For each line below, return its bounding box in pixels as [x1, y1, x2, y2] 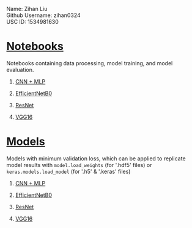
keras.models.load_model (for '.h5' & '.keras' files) [6, 168, 131, 175]
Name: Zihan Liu [6, 5, 48, 12]
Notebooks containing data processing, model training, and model [6, 59, 173, 66]
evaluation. [6, 66, 34, 73]
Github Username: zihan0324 [6, 12, 81, 19]
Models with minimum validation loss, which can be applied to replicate [6, 155, 186, 162]
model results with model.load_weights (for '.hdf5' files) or [6, 161, 152, 168]
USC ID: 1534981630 [6, 18, 59, 25]
